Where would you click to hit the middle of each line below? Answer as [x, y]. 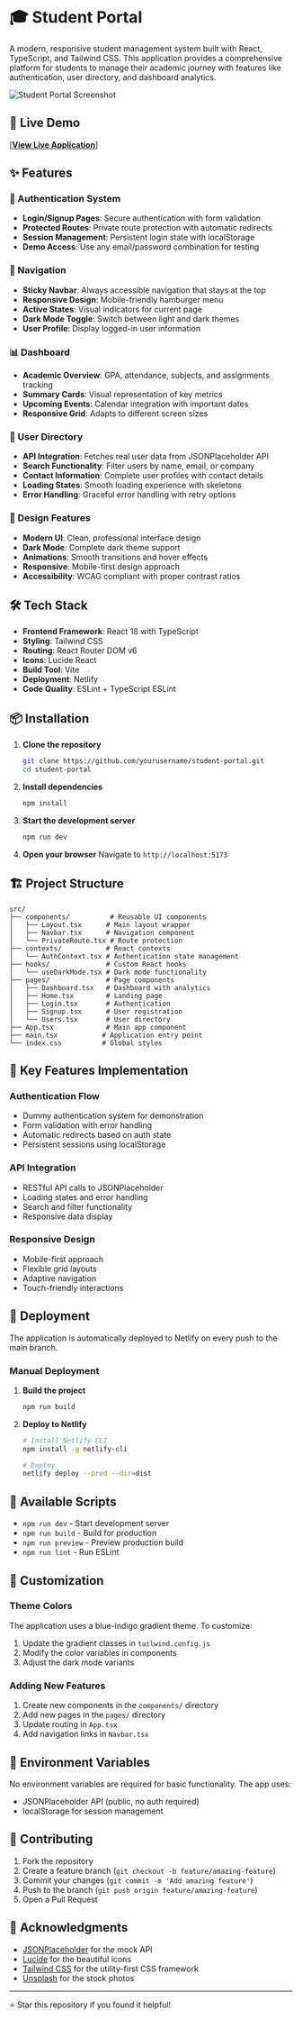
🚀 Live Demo [45, 123]
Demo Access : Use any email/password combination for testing [141, 247]
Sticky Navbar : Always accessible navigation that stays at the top [144, 290]
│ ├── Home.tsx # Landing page [86, 996]
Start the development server [79, 820]
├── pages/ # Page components [92, 980]
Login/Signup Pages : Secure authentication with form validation [142, 218]
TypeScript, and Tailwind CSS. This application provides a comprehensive [146, 58]
